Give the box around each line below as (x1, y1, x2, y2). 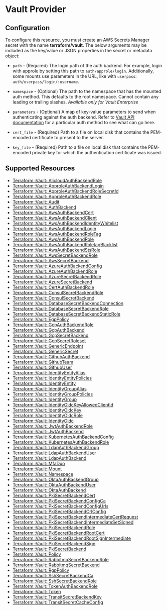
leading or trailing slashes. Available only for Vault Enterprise (12, 99, 139, 105)
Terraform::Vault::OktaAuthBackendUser (12, 481, 96, 488)
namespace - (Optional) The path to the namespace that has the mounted (12, 88, 161, 94)
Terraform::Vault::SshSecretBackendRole (12, 578, 97, 584)
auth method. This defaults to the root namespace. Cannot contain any (12, 94, 159, 99)
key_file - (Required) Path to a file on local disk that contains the (12, 144, 147, 150)
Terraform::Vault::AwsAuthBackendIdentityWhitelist (12, 220, 118, 226)
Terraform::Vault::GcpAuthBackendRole (12, 322, 94, 328)
